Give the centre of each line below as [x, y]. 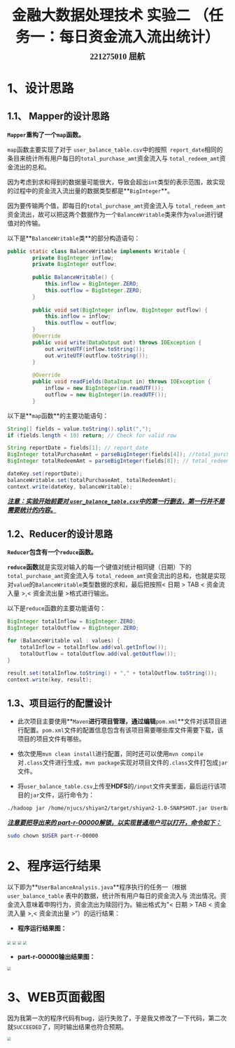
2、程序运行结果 [54, 866]
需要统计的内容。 [32, 510]
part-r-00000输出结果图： [56, 956]
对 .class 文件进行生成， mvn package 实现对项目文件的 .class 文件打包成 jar [122, 763]
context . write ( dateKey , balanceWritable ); [70, 487]
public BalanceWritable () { [73, 277]
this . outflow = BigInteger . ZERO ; [93, 290]
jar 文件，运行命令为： [62, 795]
